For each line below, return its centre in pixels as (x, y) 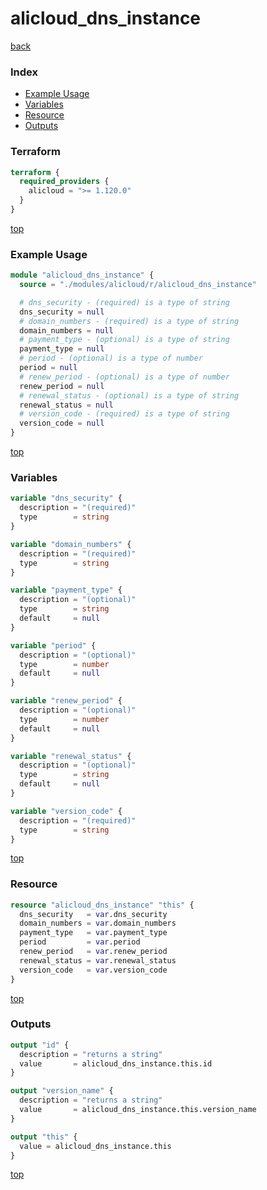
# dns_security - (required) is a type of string (124, 302)
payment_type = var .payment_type (93, 933)
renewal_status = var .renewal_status (98, 960)
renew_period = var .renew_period (93, 952)
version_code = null (62, 423)
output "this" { (44, 1137)
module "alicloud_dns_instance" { (82, 275)
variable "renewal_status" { (71, 756)
